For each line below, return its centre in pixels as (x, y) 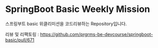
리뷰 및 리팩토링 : (22, 34)
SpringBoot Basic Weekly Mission (78, 9)
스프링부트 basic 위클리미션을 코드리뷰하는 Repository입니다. (66, 23)
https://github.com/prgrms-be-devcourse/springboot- (96, 34)
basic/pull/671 (20, 40)
